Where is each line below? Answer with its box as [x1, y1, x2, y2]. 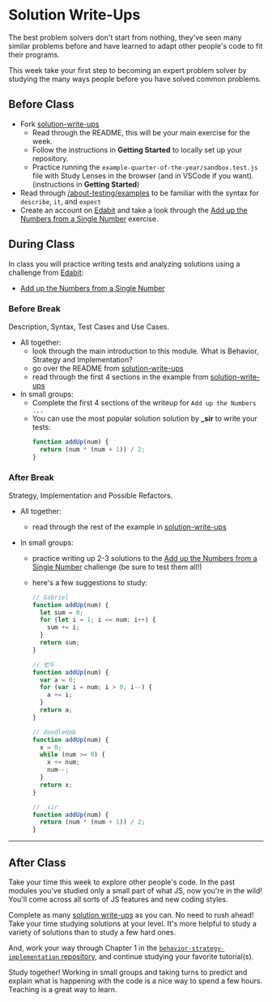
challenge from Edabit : [8, 268, 84, 277]
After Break [8, 472, 55, 483]
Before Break [8, 303, 61, 315]
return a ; [39, 706, 73, 714]
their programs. [8, 49, 61, 59]
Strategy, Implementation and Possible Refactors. [8, 490, 173, 500]
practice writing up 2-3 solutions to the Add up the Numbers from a [32, 553, 257, 563]
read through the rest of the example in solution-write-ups [32, 521, 227, 532]
